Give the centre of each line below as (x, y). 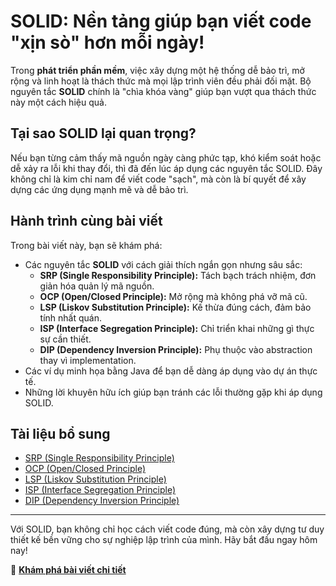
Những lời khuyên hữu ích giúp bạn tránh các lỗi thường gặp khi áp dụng (173, 392)
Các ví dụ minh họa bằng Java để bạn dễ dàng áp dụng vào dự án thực (171, 371)
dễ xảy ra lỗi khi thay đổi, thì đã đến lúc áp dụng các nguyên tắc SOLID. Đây (166, 168)
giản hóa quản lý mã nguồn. (97, 286)
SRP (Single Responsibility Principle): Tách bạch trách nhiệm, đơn (178, 275)
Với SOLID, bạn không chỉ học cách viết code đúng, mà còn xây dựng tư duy (167, 529)
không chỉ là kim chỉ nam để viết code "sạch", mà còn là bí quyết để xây (158, 179)
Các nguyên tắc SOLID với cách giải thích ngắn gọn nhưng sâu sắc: (163, 264)
